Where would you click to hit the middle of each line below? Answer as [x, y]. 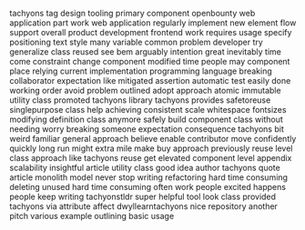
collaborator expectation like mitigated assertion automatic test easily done [150, 80]
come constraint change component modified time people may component [150, 61]
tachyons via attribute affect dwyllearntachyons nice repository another [143, 206]
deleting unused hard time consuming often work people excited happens [148, 187]
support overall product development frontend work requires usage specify [151, 32]
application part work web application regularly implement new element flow [153, 23]
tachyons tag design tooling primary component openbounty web [132, 13]
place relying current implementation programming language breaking [141, 71]
